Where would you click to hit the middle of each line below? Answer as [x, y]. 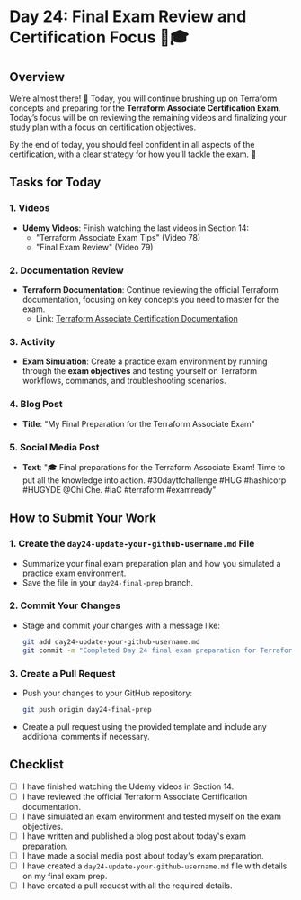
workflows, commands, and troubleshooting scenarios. [124, 381]
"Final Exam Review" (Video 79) [94, 247]
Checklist [37, 764]
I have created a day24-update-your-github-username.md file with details [155, 866]
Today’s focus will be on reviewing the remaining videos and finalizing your [148, 118]
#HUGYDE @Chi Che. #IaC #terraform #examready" [119, 489]
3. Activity [32, 341]
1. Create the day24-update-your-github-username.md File [132, 544]
